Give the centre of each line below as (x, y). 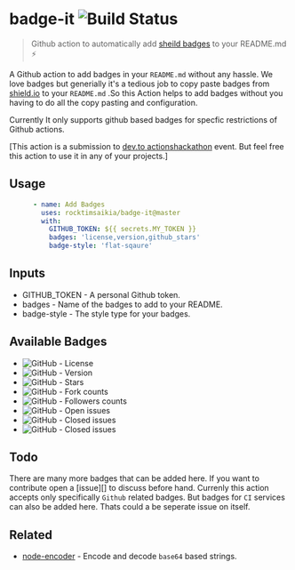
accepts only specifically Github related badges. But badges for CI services (147, 497)
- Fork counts (84, 391)
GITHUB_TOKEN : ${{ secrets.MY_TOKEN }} (123, 229)
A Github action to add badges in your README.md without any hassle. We (141, 74)
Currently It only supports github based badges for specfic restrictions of (144, 119)
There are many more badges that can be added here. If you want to (135, 478)
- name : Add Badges (68, 205)
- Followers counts (93, 401)
